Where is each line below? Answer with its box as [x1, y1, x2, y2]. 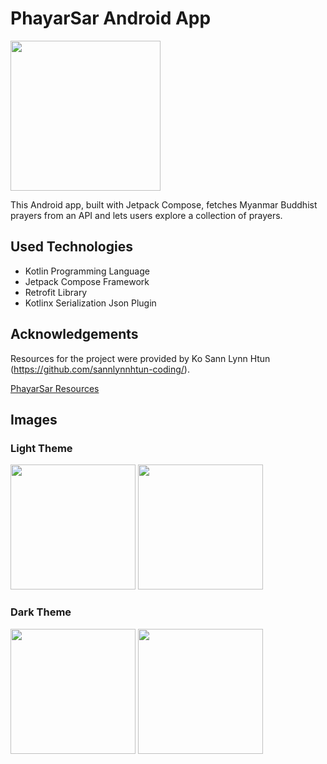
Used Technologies [10, 238, 133, 256]
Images [10, 411, 58, 428]
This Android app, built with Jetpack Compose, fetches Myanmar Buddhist [10, 198, 318, 211]
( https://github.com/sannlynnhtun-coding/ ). [10, 363, 190, 375]
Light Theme [10, 441, 73, 455]
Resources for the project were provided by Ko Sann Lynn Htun [10, 352, 271, 364]
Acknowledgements [10, 326, 139, 343]
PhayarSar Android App [10, 7, 212, 30]
